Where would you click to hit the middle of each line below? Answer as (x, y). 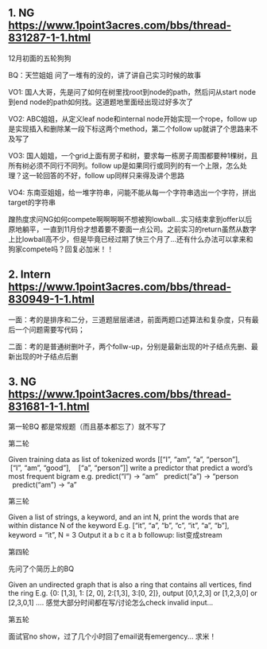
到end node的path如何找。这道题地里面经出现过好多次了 (101, 102)
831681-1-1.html (49, 407)
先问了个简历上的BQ (41, 569)
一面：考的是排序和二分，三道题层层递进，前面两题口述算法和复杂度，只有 (130, 319)
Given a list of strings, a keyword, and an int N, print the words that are (124, 517)
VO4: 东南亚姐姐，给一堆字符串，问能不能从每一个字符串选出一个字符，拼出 (132, 192)
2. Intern (30, 275)
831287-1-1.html (50, 38)
